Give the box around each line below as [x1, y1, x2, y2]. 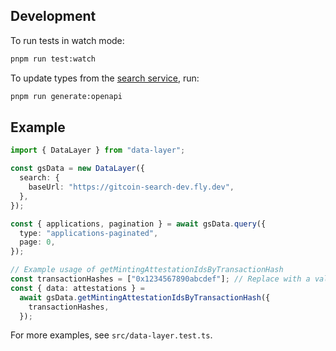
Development [10, 8, 97, 25]
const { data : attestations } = [10, 283, 145, 293]
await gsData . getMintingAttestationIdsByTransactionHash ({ [19, 292, 271, 303]
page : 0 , [19, 237, 56, 248]
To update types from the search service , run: [10, 72, 200, 84]
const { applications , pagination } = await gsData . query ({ [10, 219, 267, 229]
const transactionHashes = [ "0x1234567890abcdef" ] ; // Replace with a [10, 274, 311, 284]
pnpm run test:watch [10, 54, 97, 64]
